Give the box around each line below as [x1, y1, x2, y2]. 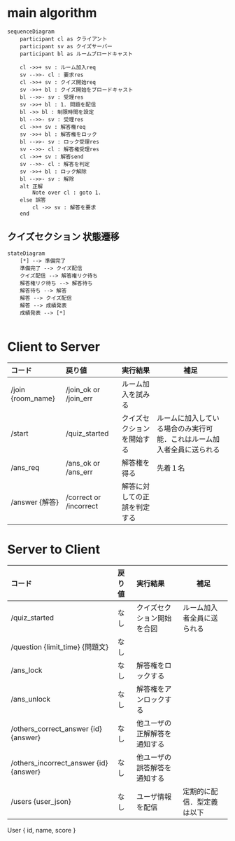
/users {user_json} [10, 796, 71, 806]
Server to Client [7, 541, 100, 557]
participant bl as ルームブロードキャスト [20, 50, 134, 57]
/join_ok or [65, 384, 100, 394]
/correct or [65, 492, 101, 502]
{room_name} [10, 394, 56, 403]
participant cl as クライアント [20, 35, 108, 43]
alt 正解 [20, 183, 43, 190]
